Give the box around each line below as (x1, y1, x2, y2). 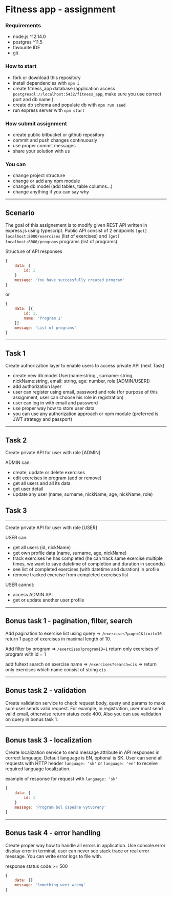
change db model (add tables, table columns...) (12, 183, 113, 189)
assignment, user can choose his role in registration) (12, 394, 124, 401)
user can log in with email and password (12, 400, 98, 406)
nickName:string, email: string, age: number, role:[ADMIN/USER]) (12, 378, 150, 384)
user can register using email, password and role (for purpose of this (12, 389, 158, 395)
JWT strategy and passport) (12, 416, 73, 422)
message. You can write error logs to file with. (5, 853, 102, 859)
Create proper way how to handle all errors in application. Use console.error (5, 842, 166, 848)
